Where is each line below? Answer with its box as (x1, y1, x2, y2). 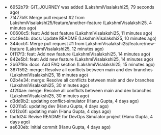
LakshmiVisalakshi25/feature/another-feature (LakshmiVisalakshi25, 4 (9, 20, 152, 26)
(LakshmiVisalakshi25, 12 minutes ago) (25, 46, 104, 52)
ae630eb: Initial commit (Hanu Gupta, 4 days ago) (9, 124, 111, 130)
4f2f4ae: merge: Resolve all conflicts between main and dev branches (9, 88, 152, 93)
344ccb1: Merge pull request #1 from (9, 41, 84, 46)
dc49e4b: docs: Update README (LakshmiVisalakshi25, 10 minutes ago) (9, 35, 157, 41)
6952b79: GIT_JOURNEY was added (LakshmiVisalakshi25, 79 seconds (9, 4, 155, 10)
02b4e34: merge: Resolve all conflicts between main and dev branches (9, 77, 155, 83)
